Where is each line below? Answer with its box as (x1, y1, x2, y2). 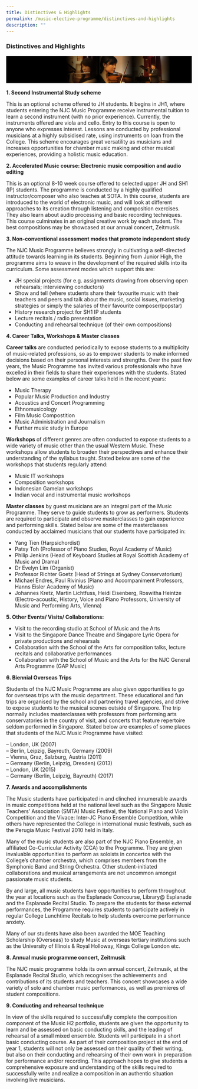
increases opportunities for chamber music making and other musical (6, 145, 175, 151)
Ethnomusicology (14, 405, 57, 412)
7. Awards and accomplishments (6, 784, 87, 791)
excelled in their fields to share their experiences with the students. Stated (6, 369, 187, 376)
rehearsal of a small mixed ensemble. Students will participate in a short (6, 1032, 181, 1039)
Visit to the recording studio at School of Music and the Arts (14, 625, 160, 632)
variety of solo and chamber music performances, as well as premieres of (6, 984, 186, 991)
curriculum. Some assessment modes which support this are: (6, 266, 155, 272)
